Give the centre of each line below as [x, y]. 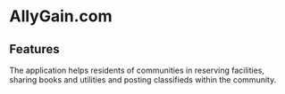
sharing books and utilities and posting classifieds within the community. [143, 80]
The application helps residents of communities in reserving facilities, [137, 70]
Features [34, 49]
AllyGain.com [61, 16]
